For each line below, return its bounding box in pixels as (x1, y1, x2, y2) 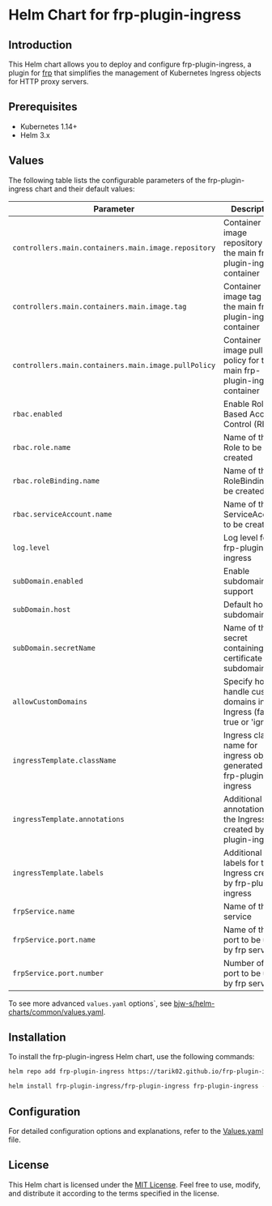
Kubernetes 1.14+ (19, 122, 79, 131)
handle (223, 686, 249, 697)
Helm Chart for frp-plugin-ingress (8, 6, 241, 24)
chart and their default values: (35, 184, 135, 194)
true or (223, 716, 249, 727)
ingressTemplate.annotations (12, 815, 125, 823)
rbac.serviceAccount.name (12, 509, 113, 519)
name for (223, 739, 258, 751)
